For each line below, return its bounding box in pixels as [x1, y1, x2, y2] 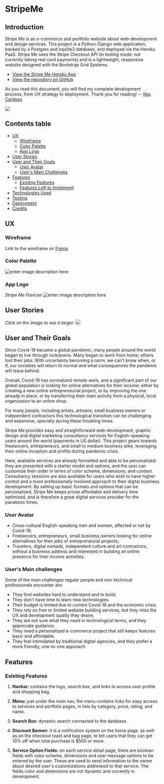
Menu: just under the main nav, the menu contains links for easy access [12, 698, 158, 704]
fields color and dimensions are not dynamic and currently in [12, 768, 135, 774]
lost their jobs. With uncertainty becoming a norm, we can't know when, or [5, 357, 156, 363]
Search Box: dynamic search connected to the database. [12, 718, 128, 724]
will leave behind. [5, 368, 40, 374]
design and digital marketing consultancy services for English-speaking [5, 432, 150, 438]
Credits [12, 205, 27, 211]
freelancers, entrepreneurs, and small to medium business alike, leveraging [5, 443, 157, 448]
